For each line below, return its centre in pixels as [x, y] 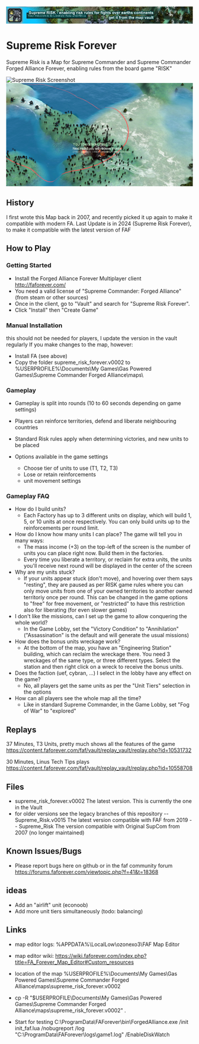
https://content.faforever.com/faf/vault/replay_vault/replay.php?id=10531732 [99, 750]
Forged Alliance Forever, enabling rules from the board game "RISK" [89, 68]
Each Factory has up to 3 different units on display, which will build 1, [107, 515]
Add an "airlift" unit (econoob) [51, 905]
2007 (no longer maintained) [49, 833]
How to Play [29, 249]
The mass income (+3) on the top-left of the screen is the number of [107, 547]
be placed [27, 445]
